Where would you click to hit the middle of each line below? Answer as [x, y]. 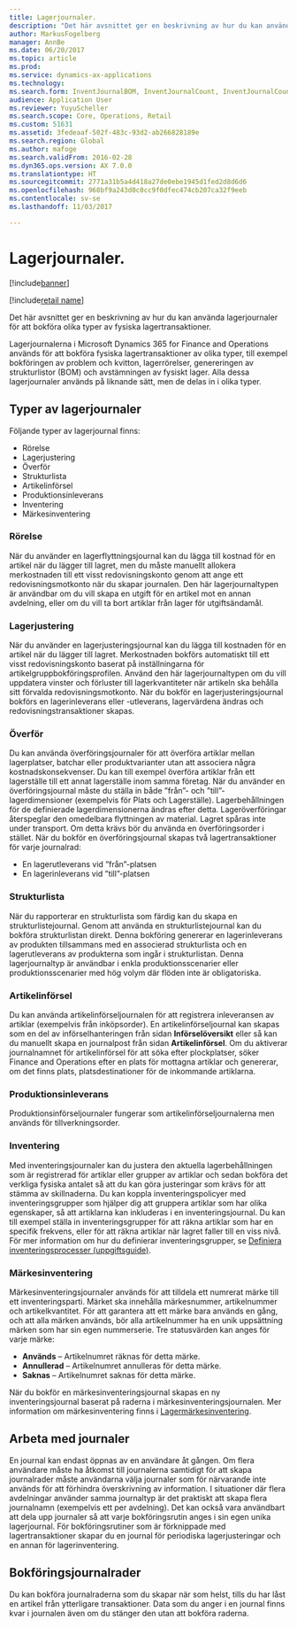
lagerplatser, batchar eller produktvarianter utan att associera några [133, 763]
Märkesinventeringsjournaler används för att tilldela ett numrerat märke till [144, 1292]
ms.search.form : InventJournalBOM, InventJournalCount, [114, 91]
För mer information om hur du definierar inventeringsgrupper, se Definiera [145, 1240]
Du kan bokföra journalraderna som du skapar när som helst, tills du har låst [147, 1594]
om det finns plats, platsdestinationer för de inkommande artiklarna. [133, 1071]
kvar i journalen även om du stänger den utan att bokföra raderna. [129, 1613]
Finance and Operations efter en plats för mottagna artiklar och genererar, [144, 1061]
